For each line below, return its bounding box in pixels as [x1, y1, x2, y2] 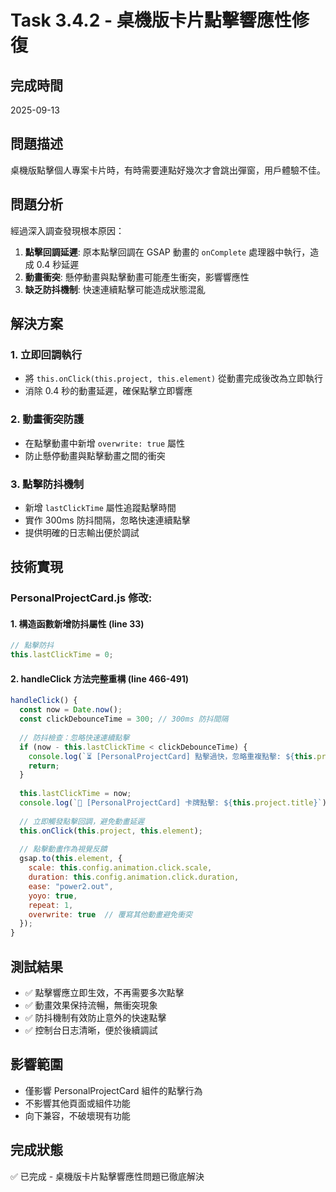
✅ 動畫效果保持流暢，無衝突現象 [24, 999, 158, 1011]
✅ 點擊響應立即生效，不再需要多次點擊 [24, 986, 185, 998]
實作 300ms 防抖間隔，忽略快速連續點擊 [24, 514, 191, 526]
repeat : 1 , [28, 900, 74, 910]
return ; [28, 761, 60, 771]
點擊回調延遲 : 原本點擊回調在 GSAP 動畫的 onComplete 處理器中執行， [24, 246, 311, 258]
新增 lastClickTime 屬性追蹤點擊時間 [24, 501, 177, 513]
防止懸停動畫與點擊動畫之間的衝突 [24, 449, 166, 461]
